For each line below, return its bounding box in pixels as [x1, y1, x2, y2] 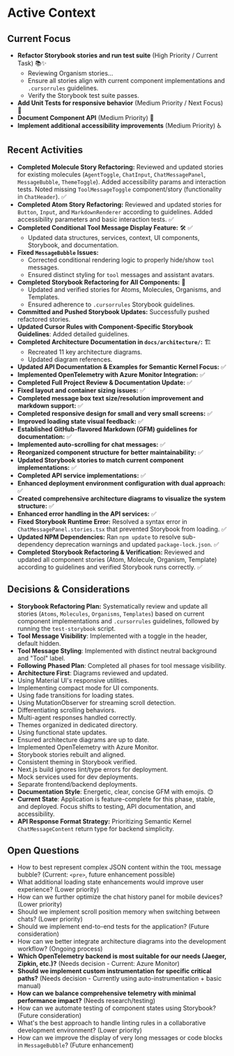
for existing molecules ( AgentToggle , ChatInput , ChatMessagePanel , [17, 170, 206, 179]
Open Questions [7, 845, 79, 856]
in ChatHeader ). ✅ [17, 192, 67, 200]
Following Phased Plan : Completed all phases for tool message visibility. [17, 661, 226, 669]
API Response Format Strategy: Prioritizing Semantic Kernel [17, 817, 192, 825]
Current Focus [7, 33, 71, 45]
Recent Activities [7, 144, 84, 156]
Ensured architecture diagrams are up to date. [17, 735, 150, 744]
